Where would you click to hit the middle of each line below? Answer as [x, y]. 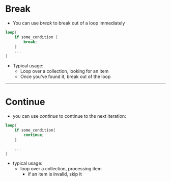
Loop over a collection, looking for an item [64, 71]
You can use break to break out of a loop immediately [69, 23]
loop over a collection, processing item [61, 169]
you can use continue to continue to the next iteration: [69, 116]
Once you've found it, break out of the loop [65, 76]
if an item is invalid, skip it [55, 174]
